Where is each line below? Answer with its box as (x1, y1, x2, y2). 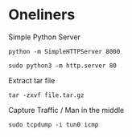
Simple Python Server (8, 32, 80, 42)
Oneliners (8, 6, 76, 24)
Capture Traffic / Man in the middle (8, 105, 125, 115)
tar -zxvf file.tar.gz (8, 91, 85, 99)
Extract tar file (8, 75, 56, 85)
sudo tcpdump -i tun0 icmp (8, 120, 99, 129)
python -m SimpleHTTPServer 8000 (8, 47, 121, 55)
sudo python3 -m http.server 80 (8, 62, 117, 70)
